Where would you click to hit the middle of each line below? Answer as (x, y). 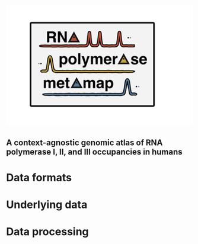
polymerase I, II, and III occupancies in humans (94, 152)
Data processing (47, 232)
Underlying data (47, 205)
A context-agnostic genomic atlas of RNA (84, 143)
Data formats (39, 177)
